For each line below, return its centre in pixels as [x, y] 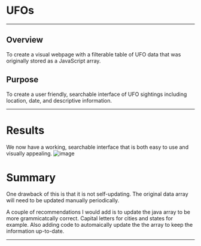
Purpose [22, 79]
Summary [31, 177]
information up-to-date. [35, 231]
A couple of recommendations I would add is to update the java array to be [98, 212]
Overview [25, 40]
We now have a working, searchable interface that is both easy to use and [98, 147]
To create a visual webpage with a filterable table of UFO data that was [94, 54]
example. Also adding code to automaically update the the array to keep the [100, 225]
